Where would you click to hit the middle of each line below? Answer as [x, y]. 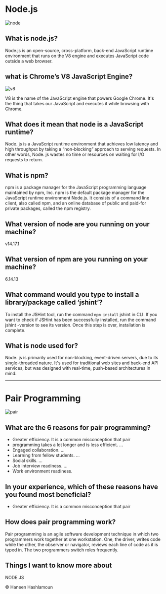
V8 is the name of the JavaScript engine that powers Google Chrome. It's [80, 98]
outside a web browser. [29, 61]
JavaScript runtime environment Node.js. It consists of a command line [77, 198]
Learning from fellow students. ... [46, 456]
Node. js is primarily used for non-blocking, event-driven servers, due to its [82, 358]
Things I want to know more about [59, 565]
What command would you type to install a [72, 295]
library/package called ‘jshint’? [54, 302]
